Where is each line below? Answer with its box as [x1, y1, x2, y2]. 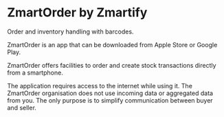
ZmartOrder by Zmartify [7, 5, 148, 21]
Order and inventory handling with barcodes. [7, 27, 134, 36]
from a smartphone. [7, 68, 63, 77]
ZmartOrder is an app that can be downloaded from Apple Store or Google [7, 40, 218, 49]
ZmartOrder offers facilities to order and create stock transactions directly [7, 61, 216, 69]
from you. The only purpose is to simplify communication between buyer [7, 96, 213, 104]
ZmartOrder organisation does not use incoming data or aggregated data [7, 89, 214, 97]
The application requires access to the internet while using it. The [7, 81, 192, 90]
